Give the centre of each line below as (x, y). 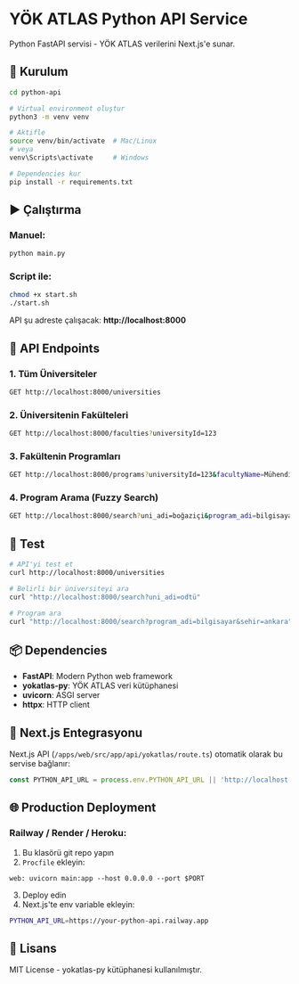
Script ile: (30, 276)
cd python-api (36, 92)
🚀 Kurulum (39, 72)
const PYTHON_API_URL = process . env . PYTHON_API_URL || (113, 780)
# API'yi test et (41, 565)
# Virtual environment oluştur (67, 108)
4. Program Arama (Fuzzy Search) (84, 497)
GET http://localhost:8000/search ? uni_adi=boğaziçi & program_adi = (133, 516)
